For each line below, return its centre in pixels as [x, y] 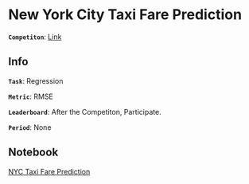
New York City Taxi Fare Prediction [125, 15]
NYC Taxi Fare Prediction [49, 171]
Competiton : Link [35, 37]
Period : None [30, 127]
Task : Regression [36, 80]
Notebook [33, 153]
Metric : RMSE [31, 96]
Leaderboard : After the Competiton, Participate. [85, 112]
